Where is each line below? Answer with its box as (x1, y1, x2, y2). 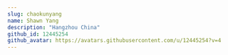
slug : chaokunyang (7, 10, 62, 18)
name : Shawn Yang (7, 17, 59, 24)
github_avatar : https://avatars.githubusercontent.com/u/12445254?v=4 (7, 37, 222, 44)
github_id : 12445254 (7, 30, 69, 38)
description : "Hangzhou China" (7, 24, 100, 31)
